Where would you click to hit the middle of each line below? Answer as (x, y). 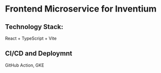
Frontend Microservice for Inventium (81, 9)
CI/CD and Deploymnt (39, 53)
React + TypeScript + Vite (31, 38)
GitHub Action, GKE (25, 65)
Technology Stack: (34, 27)
